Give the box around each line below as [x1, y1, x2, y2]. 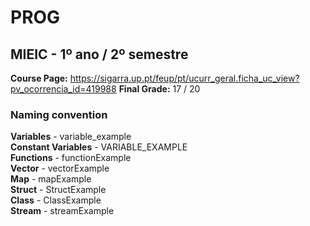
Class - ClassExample [10, 194, 102, 206]
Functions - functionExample [10, 152, 132, 164]
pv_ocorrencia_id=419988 [10, 83, 117, 95]
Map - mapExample [10, 173, 92, 185]
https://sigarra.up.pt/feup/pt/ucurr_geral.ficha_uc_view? [69, 72, 300, 84]
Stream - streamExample [10, 205, 115, 217]
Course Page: [10, 72, 68, 84]
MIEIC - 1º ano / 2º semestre [10, 46, 189, 63]
